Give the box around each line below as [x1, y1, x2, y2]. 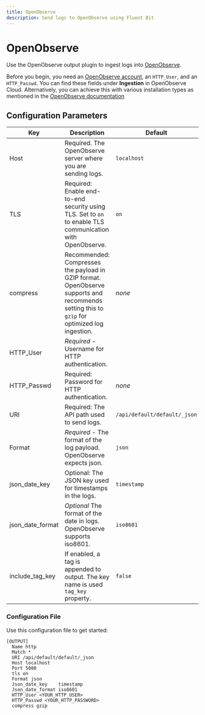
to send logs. [64, 418, 102, 427]
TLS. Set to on [64, 210, 104, 219]
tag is [64, 558, 81, 566]
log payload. [64, 443, 100, 452]
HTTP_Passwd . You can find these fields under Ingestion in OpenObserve [6, 80, 187, 87]
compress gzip [12, 702, 48, 709]
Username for [64, 345, 104, 353]
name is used [64, 580, 103, 589]
